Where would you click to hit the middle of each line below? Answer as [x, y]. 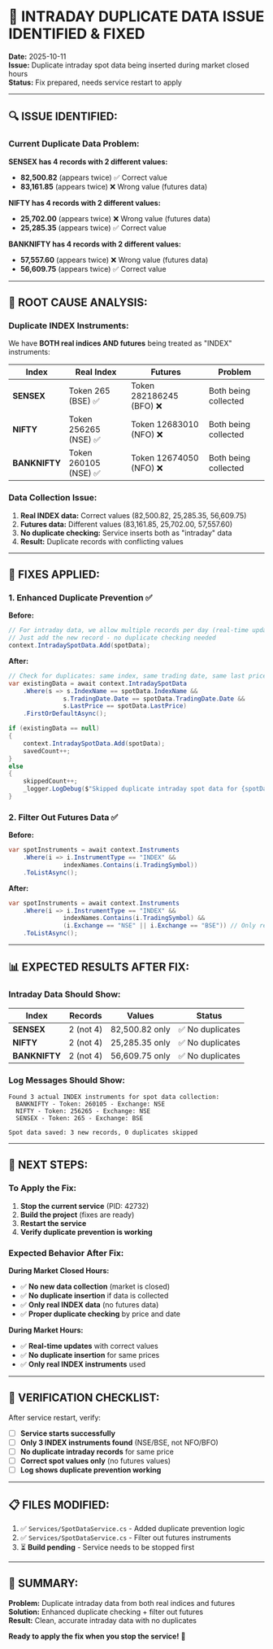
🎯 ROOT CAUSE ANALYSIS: [78, 303]
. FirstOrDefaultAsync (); [65, 714]
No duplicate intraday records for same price [97, 1452]
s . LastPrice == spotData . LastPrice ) [125, 706]
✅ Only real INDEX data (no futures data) [89, 1305]
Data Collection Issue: [53, 498]
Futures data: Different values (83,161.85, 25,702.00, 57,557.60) [126, 524]
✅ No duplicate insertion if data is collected [94, 1296]
